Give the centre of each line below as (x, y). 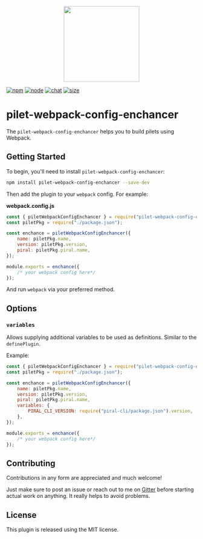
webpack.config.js (31, 205)
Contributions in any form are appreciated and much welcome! (84, 478)
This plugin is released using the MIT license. (63, 530)
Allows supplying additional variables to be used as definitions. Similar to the (101, 337)
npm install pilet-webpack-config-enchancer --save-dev (78, 182)
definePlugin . (23, 344)
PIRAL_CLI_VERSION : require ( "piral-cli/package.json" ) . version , (111, 411)
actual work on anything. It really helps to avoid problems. (78, 496)
